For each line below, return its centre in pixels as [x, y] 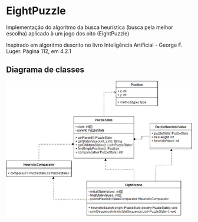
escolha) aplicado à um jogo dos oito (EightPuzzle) [68, 33]
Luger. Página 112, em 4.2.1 [39, 51]
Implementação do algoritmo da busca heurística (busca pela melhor [90, 27]
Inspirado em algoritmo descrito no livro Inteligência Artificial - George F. [95, 45]
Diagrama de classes [45, 70]
